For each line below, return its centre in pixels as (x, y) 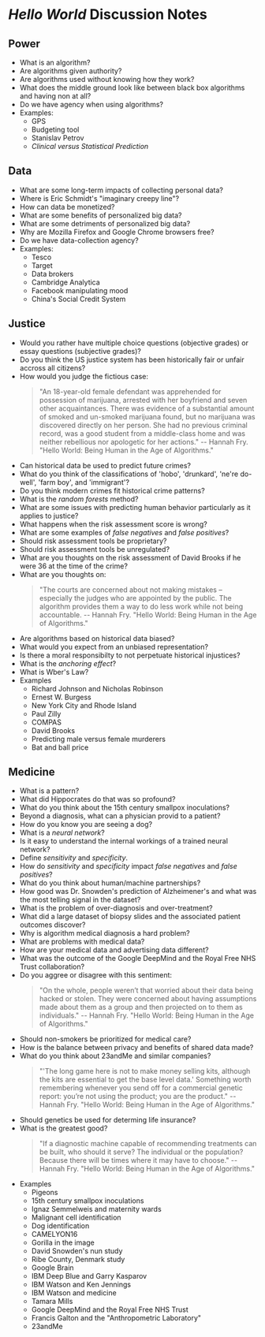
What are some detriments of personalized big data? (105, 223)
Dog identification (60, 1226)
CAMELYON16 (54, 1235)
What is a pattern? (49, 791)
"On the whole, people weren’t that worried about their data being (146, 990)
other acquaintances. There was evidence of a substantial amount (147, 408)
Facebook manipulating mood (80, 290)
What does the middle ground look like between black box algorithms (132, 88)
